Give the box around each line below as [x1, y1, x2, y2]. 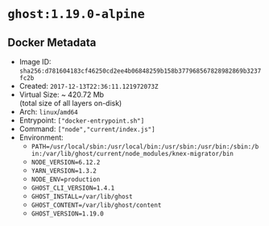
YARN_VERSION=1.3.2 [31, 167, 97, 175]
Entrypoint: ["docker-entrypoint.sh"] [19, 115, 145, 125]
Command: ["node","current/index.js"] [19, 124, 155, 133]
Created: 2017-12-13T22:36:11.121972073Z [19, 82, 159, 90]
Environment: [19, 132, 64, 142]
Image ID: [19, 57, 52, 66]
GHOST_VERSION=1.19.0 [31, 210, 104, 218]
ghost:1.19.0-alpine [7, 6, 146, 22]
